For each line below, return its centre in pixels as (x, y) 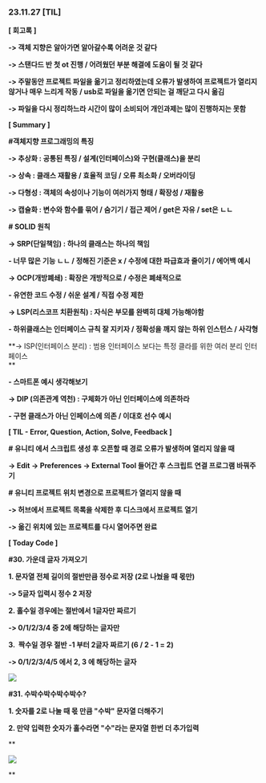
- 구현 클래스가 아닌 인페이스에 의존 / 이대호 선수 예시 (90, 416)
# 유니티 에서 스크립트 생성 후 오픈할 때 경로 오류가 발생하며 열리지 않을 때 (121, 449)
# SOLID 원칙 (29, 226)
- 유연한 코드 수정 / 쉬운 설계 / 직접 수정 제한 (76, 295)
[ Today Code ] (33, 543)
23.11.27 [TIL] (35, 12)
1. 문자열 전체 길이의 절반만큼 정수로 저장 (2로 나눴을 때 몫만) (101, 577)
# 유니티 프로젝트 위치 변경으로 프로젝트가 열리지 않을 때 (95, 493)
